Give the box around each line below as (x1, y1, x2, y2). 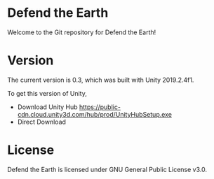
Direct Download (17, 117, 67, 126)
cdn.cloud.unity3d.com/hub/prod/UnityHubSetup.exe (17, 110, 172, 118)
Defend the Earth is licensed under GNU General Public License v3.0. (7, 165, 207, 173)
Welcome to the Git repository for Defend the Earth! (7, 28, 156, 36)
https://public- (79, 103, 121, 111)
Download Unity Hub (17, 103, 79, 111)
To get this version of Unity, (7, 89, 88, 97)
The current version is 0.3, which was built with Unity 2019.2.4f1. (7, 76, 194, 84)
